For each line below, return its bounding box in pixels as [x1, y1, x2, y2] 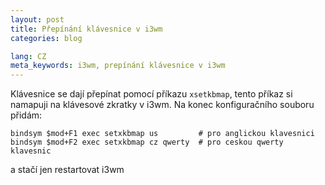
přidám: [10, 109, 43, 121]
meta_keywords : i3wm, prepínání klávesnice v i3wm [10, 61, 226, 71]
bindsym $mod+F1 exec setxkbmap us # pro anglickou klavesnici [10, 129, 315, 139]
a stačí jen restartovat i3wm [10, 164, 125, 176]
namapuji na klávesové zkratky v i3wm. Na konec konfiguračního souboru [10, 99, 315, 111]
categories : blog [10, 33, 83, 43]
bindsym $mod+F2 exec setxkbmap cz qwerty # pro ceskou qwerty [10, 137, 284, 148]
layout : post [10, 14, 65, 25]
